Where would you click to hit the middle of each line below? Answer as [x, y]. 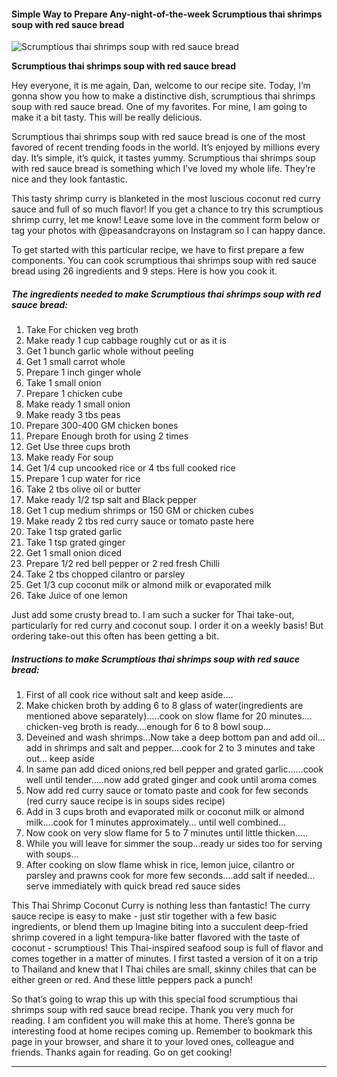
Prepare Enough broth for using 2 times [107, 436]
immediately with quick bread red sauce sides [146, 886]
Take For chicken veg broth [82, 330]
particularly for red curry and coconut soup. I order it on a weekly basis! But [167, 626]
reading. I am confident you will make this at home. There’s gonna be [153, 1021]
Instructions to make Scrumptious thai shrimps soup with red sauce [155, 659]
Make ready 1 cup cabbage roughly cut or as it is [126, 341]
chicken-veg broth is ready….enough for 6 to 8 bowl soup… [148, 727]
